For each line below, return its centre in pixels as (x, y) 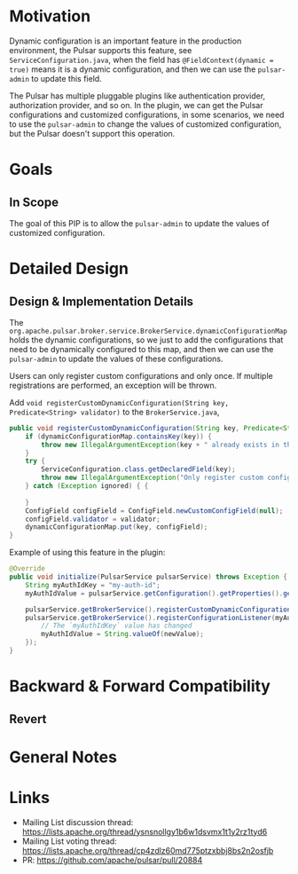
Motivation (50, 16)
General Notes (63, 757)
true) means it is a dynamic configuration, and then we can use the (133, 69)
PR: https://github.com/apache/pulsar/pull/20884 (112, 860)
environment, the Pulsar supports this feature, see (101, 50)
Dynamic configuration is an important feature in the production (125, 41)
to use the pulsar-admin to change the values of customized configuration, (145, 124)
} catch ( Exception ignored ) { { (87, 486)
